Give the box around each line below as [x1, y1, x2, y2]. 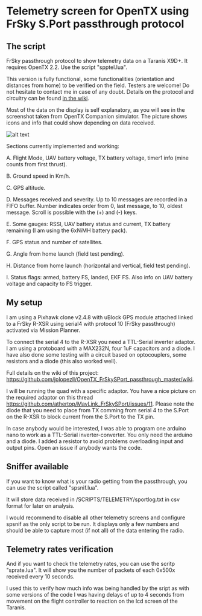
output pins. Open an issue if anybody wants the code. [6, 444, 142, 451]
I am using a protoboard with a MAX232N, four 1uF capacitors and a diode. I [6, 345, 195, 352]
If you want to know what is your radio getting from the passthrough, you [6, 478, 188, 485]
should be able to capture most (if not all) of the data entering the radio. [6, 527, 185, 534]
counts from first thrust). [6, 161, 68, 167]
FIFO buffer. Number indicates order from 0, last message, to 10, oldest [6, 203, 183, 209]
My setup [6, 297, 43, 308]
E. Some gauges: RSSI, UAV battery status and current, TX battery [6, 221, 171, 227]
